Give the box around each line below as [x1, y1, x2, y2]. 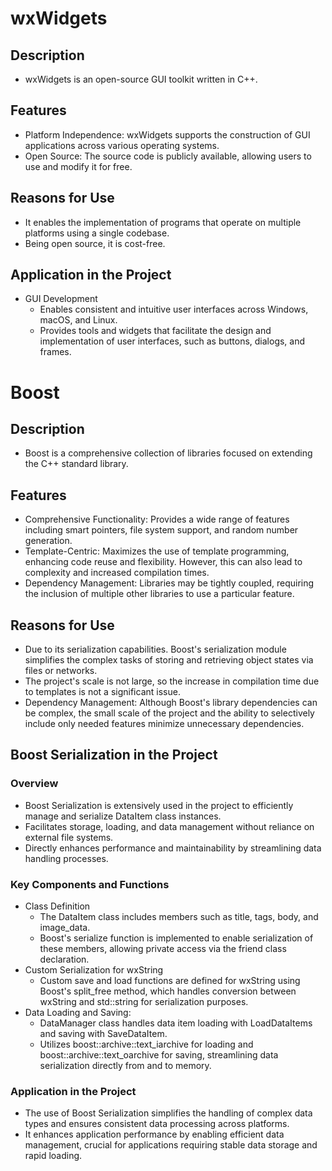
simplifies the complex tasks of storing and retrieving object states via [24, 654, 314, 666]
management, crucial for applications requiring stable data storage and [24, 1139, 318, 1151]
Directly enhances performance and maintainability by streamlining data [24, 842, 322, 854]
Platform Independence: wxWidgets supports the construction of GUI [24, 128, 311, 141]
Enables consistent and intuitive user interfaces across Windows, [39, 303, 309, 316]
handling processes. [24, 852, 109, 864]
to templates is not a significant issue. [24, 686, 181, 698]
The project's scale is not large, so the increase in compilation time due [24, 675, 320, 687]
